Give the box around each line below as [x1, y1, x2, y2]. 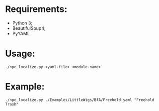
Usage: [5, 48, 36, 59]
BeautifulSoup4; [12, 25, 46, 31]
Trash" [5, 102, 19, 107]
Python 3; [12, 20, 33, 26]
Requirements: [5, 3, 68, 15]
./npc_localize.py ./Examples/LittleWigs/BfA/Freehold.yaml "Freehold [5, 97, 155, 103]
